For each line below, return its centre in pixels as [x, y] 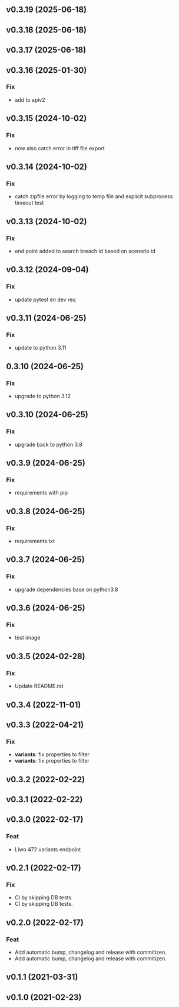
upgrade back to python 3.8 [48, 444]
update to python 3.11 [40, 348]
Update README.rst [39, 686]
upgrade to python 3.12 [43, 396]
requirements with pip [41, 493]
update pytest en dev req [45, 299]
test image [27, 638]
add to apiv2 [30, 99]
